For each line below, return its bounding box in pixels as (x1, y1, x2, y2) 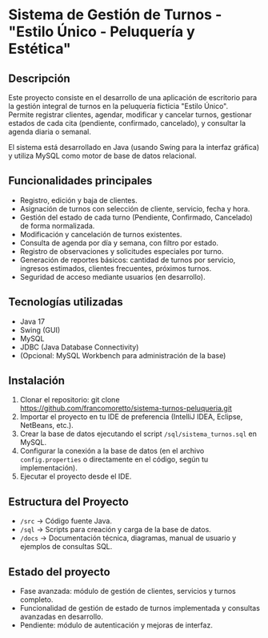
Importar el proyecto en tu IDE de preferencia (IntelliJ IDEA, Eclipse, (19, 412, 243, 422)
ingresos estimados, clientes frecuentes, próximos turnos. (19, 263, 212, 273)
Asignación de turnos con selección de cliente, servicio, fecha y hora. (19, 204, 250, 213)
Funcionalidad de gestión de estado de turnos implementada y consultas (19, 604, 260, 613)
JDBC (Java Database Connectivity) (19, 342, 139, 352)
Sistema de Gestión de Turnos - (8, 6, 222, 24)
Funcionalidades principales (8, 174, 153, 188)
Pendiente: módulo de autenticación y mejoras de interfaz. (19, 620, 214, 630)
